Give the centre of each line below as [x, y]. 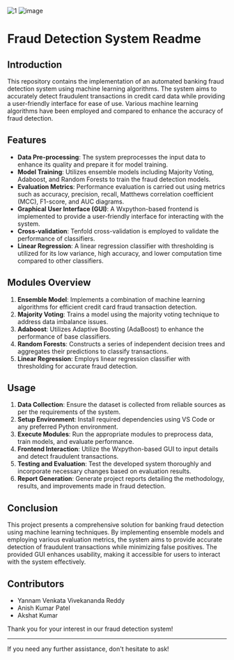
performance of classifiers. [56, 238]
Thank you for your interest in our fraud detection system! [90, 629]
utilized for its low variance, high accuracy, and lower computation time [119, 253]
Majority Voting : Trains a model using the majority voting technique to [118, 314]
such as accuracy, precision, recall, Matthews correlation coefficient [115, 194]
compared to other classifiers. [60, 261]
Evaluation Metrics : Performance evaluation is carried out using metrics [121, 186]
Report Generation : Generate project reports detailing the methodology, [121, 479]
